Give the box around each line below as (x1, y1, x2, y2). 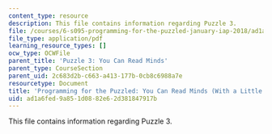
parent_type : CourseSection (8, 65, 104, 73)
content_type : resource (8, 11, 89, 20)
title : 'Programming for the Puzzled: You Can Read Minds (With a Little (8, 86, 263, 95)
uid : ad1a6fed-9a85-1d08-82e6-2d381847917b (8, 94, 158, 103)
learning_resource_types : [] (8, 42, 107, 50)
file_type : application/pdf (8, 34, 104, 43)
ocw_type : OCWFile (8, 49, 70, 57)
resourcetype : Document (8, 79, 89, 87)
